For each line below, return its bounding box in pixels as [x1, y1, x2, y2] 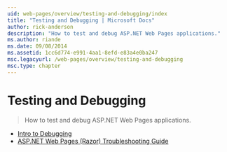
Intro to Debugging [17, 129, 72, 137]
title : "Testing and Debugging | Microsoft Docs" [7, 17, 156, 24]
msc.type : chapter [7, 62, 61, 69]
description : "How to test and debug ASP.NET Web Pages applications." [7, 29, 221, 37]
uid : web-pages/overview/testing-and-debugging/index [7, 10, 168, 18]
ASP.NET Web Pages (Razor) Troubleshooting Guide [17, 137, 169, 145]
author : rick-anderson [7, 23, 74, 30]
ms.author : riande [7, 36, 61, 43]
